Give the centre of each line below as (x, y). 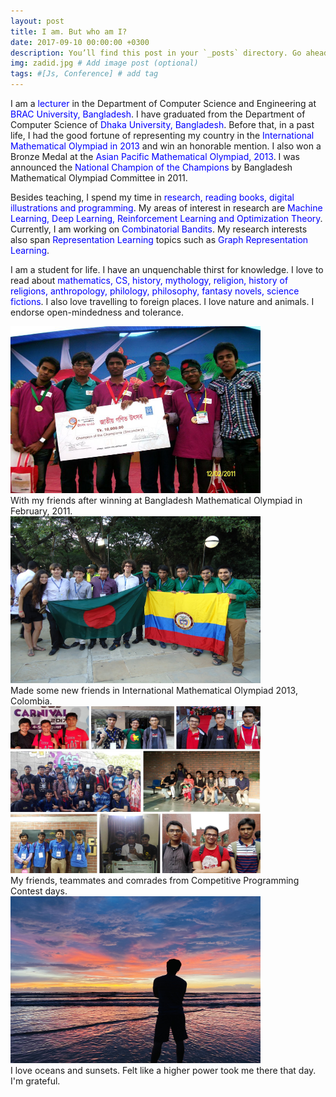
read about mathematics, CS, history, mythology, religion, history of (149, 280)
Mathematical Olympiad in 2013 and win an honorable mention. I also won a (166, 146)
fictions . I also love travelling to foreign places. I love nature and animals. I (162, 301)
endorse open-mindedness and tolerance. (97, 312)
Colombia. (31, 701)
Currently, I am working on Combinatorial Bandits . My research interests (159, 229)
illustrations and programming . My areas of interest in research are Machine (166, 208)
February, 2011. (41, 511)
